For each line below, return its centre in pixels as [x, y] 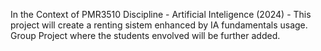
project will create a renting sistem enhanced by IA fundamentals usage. [159, 25]
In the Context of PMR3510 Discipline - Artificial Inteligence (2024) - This [161, 14]
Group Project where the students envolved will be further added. [145, 35]
